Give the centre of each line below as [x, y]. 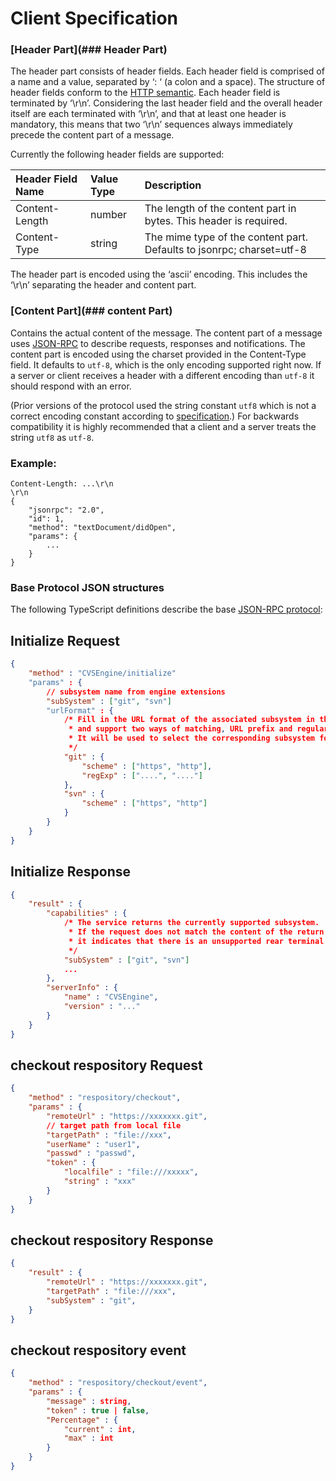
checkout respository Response [112, 1240]
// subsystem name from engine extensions [136, 692]
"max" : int [88, 1438]
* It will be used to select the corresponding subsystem [192, 738]
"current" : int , [100, 1429]
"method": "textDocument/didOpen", [102, 528]
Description [173, 185]
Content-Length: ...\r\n [62, 484]
